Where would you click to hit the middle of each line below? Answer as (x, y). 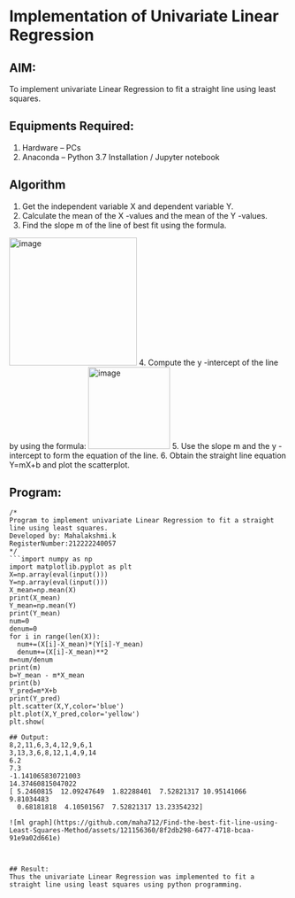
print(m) (25, 668)
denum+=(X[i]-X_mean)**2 (63, 653)
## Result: (29, 870)
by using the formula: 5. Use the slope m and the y (143, 445)
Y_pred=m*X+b (33, 691)
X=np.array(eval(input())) (59, 575)
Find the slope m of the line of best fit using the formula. (124, 225)
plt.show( (27, 722)
